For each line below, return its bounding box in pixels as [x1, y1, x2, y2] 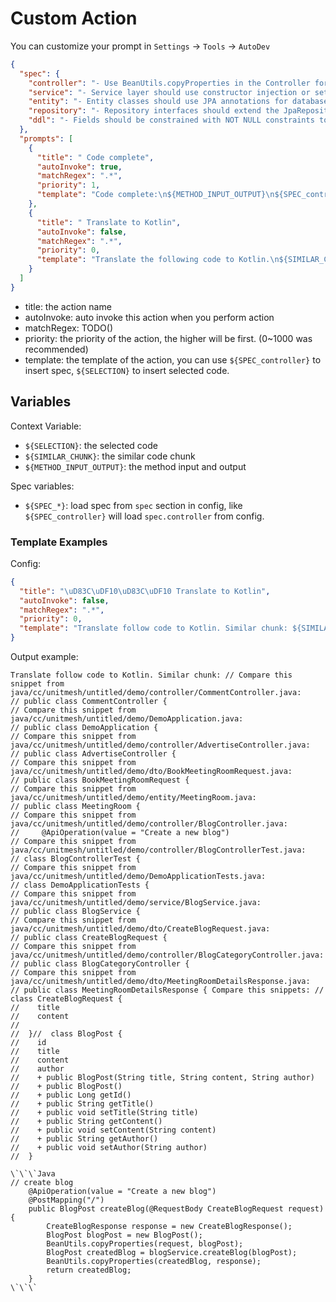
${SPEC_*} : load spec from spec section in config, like [24, 499, 243, 511]
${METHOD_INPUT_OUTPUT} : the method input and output [24, 460, 247, 472]
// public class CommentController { [10, 697, 168, 707]
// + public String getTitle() [10, 1099, 155, 1109]
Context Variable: [10, 420, 82, 432]
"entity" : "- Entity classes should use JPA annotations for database [28, 97, 329, 107]
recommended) [24, 343, 89, 355]
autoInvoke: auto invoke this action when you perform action [24, 311, 275, 323]
